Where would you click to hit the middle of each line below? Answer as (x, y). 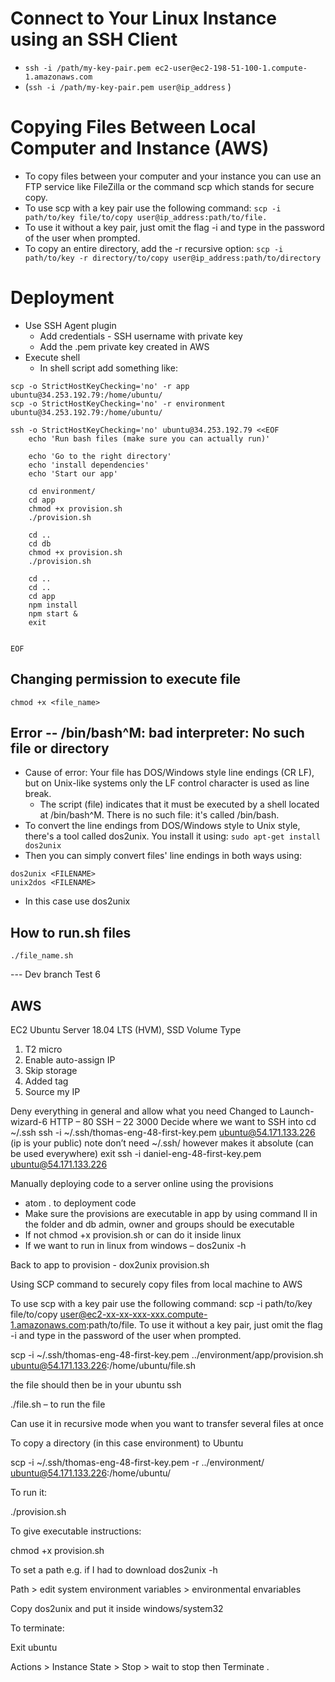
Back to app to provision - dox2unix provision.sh (110, 1265)
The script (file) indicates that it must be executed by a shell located (179, 804)
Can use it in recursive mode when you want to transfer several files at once (167, 1424)
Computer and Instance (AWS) (140, 148)
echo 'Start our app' (73, 473)
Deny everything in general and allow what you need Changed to (144, 1111)
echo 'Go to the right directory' (100, 456)
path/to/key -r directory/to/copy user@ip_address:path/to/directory (173, 258)
